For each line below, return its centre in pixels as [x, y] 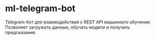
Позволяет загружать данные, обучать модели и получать [68, 27]
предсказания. [21, 32]
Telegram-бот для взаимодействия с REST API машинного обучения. [78, 22]
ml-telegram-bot [40, 9]
